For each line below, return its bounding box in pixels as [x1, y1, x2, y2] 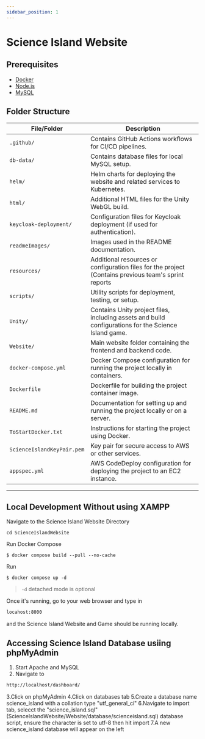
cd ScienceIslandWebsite [6, 530, 70, 536]
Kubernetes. [90, 185, 126, 194]
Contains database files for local [90, 152, 183, 161]
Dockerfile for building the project [90, 381, 187, 390]
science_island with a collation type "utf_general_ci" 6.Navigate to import [6, 699, 190, 707]
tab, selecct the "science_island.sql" [6, 706, 98, 713]
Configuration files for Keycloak [90, 213, 181, 221]
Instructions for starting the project [90, 424, 190, 432]
